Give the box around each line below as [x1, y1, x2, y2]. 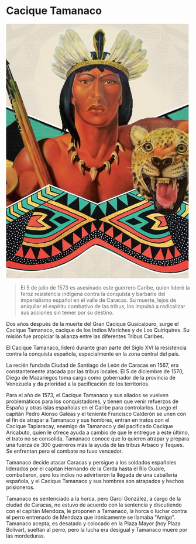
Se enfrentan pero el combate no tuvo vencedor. [6, 447, 123, 455]
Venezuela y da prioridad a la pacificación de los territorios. [6, 380, 150, 387]
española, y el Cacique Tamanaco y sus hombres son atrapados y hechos [6, 477, 184, 484]
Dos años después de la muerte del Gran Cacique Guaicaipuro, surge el [6, 320, 179, 327]
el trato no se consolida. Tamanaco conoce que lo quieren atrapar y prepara [6, 435, 190, 442]
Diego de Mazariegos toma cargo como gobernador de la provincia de [6, 374, 176, 381]
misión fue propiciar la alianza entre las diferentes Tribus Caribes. [6, 332, 164, 340]
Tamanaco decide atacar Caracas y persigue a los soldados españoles [6, 459, 177, 466]
